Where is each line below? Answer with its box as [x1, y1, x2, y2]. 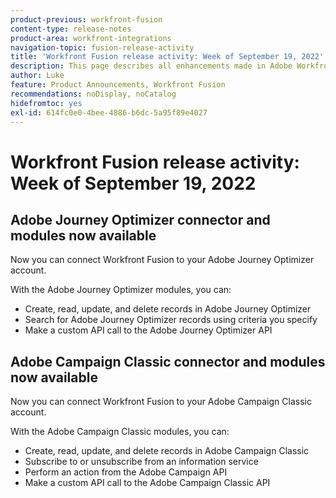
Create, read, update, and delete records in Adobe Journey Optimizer [24, 303, 312, 315]
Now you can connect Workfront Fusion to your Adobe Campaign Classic [10, 396, 312, 408]
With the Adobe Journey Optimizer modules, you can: [10, 284, 232, 296]
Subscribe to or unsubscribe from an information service [24, 456, 259, 468]
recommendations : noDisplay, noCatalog [10, 89, 177, 99]
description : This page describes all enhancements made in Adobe [10, 61, 293, 71]
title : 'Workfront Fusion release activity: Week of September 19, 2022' [10, 52, 325, 62]
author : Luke [10, 71, 65, 81]
